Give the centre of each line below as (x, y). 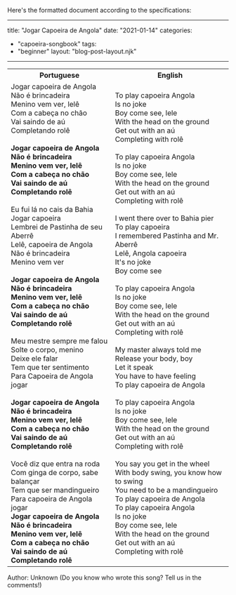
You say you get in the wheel (162, 464)
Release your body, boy (154, 359)
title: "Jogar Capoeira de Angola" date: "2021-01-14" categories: (100, 30)
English (170, 75)
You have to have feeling (156, 376)
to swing (129, 481)
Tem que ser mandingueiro (55, 490)
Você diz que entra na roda (55, 464)
